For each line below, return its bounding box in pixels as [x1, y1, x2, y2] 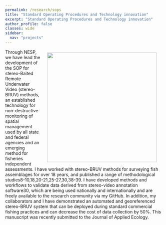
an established [5, 97, 35, 103]
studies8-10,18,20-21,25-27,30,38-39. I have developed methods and [5, 176, 147, 183]
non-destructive [5, 107, 38, 113]
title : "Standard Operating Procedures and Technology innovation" [5, 12, 149, 17]
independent [5, 161, 31, 167]
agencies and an [5, 139, 39, 145]
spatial [5, 118, 19, 124]
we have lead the [5, 54, 41, 60]
